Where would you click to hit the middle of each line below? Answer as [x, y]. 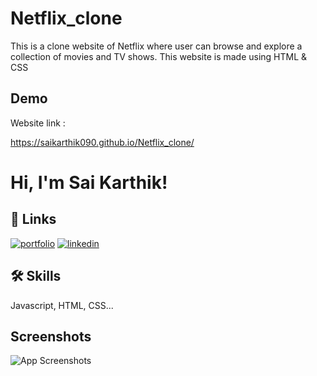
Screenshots [51, 336]
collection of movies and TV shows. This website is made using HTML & [159, 56]
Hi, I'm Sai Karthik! [89, 182]
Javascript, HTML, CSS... [62, 305]
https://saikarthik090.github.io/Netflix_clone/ [102, 142]
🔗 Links [33, 219]
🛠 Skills [36, 276]
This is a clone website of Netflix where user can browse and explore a [156, 46]
